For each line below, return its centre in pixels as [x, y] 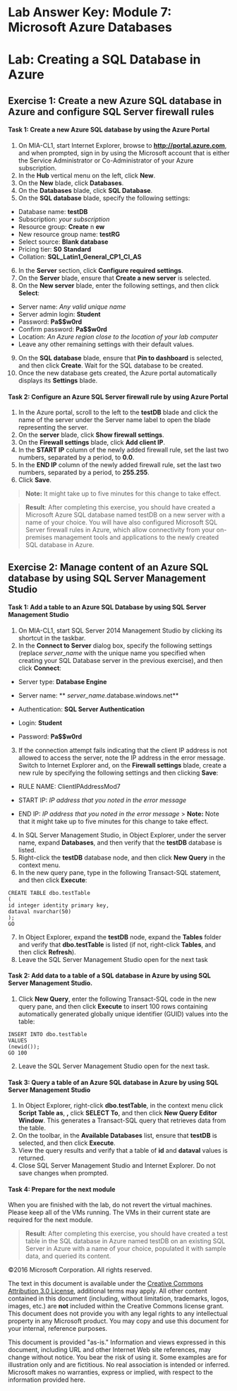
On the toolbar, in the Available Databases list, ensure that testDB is [117, 1136]
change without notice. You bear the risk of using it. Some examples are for [118, 1357]
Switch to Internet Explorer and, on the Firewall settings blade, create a [122, 765]
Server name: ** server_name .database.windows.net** [98, 695]
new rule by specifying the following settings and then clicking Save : [118, 773]
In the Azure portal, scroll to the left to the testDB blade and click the [118, 412]
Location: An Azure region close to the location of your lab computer [118, 336]
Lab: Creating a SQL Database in [104, 60]
